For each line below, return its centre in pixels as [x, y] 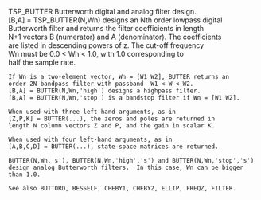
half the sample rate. [42, 62]
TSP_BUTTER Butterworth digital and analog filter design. [102, 12]
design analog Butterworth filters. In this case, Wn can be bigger [126, 167]
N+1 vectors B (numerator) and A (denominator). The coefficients [115, 37]
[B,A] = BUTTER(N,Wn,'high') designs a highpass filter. [105, 91]
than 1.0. [25, 175]
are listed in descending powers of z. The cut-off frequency [106, 45]
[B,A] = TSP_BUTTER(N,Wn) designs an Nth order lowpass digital [115, 20]
